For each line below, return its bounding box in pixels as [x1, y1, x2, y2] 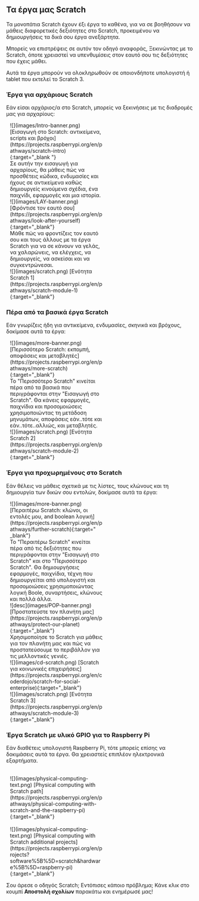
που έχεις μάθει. [6, 57, 48, 64]
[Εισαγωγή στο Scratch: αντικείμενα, [10, 128, 101, 136]
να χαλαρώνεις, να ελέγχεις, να [10, 249, 91, 256]
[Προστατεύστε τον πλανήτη [10, 608, 82, 615]
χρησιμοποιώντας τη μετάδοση [10, 409, 87, 417]
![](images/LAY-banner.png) [10, 198, 79, 205]
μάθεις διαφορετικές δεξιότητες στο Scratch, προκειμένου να [6, 27, 160, 34]
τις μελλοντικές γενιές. [10, 652, 69, 659]
